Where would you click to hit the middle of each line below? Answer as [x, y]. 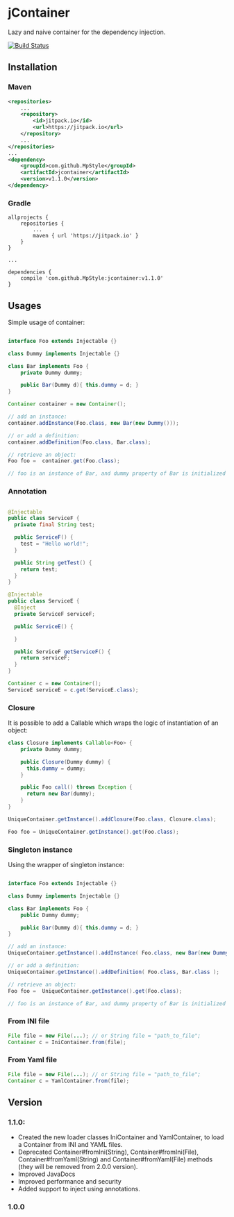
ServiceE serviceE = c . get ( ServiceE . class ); [73, 690]
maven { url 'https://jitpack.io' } [86, 236]
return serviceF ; [45, 658]
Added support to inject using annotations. [79, 1189]
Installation [33, 67]
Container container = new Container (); [67, 404]
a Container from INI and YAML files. [70, 1145]
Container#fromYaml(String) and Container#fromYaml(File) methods [115, 1159]
